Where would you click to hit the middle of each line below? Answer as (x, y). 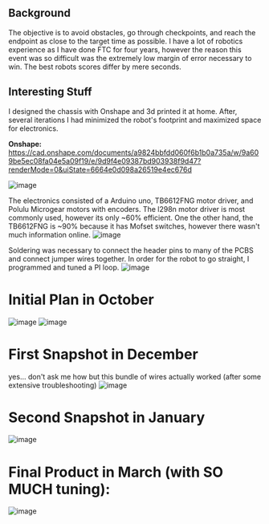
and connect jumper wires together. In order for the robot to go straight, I (129, 258)
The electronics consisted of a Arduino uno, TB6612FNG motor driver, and (131, 201)
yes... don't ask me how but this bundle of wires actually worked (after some (135, 376)
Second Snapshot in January (107, 417)
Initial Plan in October (81, 299)
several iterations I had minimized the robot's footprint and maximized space (135, 120)
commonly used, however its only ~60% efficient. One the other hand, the (131, 217)
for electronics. (33, 128)
